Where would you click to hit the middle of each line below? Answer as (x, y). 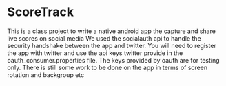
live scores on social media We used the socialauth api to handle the (104, 38)
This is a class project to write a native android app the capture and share (111, 31)
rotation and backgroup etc (46, 75)
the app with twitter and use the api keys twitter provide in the (95, 53)
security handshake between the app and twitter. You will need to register (112, 45)
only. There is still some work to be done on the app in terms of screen (107, 67)
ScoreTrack (41, 12)
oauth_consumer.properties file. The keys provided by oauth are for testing (113, 60)
